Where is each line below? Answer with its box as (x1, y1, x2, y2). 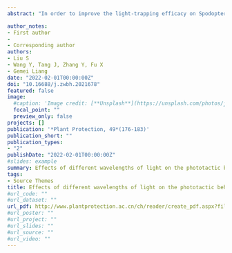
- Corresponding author (7, 42, 76, 49)
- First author (7, 29, 51, 36)
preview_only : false (13, 113, 72, 120)
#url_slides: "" (7, 223, 54, 229)
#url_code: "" (7, 190, 48, 198)
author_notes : (7, 22, 48, 30)
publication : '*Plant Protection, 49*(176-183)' (7, 125, 150, 132)
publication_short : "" (7, 132, 72, 139)
